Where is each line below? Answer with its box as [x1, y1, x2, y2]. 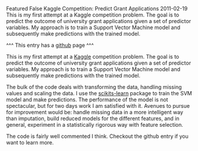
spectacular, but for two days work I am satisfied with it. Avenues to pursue [6, 102, 190, 109]
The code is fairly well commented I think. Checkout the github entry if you [6, 133, 189, 140]
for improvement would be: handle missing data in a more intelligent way [6, 109, 184, 115]
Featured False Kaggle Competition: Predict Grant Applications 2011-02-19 [6, 5, 188, 12]
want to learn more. [6, 139, 55, 146]
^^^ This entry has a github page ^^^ [6, 41, 94, 49]
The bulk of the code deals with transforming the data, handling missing [6, 83, 182, 91]
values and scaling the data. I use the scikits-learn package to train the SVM [6, 90, 193, 97]
